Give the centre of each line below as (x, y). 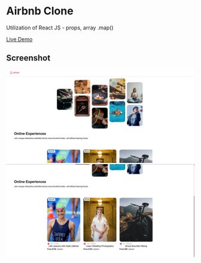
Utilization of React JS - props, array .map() (60, 28)
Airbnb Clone (40, 11)
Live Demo (19, 39)
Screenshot (28, 58)
